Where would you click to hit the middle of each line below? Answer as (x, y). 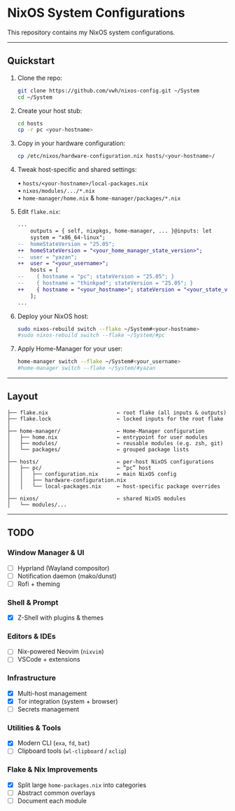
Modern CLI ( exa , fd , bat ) (54, 743)
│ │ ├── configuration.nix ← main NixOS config (92, 474)
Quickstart (31, 61)
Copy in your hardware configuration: (71, 143)
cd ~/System (35, 97)
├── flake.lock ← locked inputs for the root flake (115, 418)
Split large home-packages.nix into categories (82, 785)
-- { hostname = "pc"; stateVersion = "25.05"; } (96, 277)
